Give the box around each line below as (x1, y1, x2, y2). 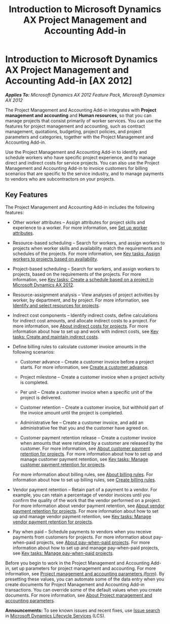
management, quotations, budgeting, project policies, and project (5, 128, 142, 135)
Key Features (5, 191, 48, 199)
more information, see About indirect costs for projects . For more (12, 323, 148, 329)
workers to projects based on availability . (12, 256, 99, 262)
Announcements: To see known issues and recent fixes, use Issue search (5, 607, 160, 613)
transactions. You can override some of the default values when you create (5, 587, 162, 593)
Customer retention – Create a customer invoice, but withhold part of (20, 404, 164, 410)
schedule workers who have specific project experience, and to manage (5, 154, 156, 160)
